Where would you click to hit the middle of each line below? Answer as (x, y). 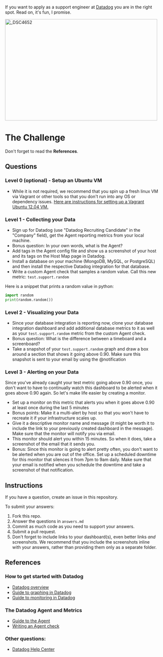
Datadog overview (30, 587)
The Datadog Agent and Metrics (44, 610)
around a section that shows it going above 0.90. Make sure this (76, 354)
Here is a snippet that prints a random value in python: (60, 286)
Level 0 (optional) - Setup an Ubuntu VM (54, 180)
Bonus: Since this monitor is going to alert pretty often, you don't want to (85, 449)
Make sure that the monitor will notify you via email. (64, 434)
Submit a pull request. (34, 532)
